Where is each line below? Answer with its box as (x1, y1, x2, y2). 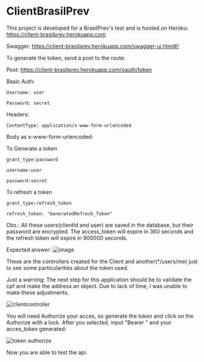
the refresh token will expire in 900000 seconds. (6, 234, 128, 241)
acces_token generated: (6, 325, 67, 332)
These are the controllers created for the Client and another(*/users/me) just (6, 258, 198, 265)
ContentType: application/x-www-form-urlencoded (6, 122, 132, 129)
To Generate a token (6, 144, 58, 152)
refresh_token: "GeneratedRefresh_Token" (6, 210, 113, 216)
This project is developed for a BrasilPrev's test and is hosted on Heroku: (6, 24, 189, 32)
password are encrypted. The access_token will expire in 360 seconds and (6, 227, 194, 235)
